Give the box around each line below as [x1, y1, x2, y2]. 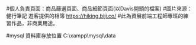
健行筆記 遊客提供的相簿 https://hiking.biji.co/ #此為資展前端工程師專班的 [6, 12, 184, 19]
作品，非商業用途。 [11, 20, 58, 26]
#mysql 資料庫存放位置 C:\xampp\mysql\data [6, 32, 116, 39]
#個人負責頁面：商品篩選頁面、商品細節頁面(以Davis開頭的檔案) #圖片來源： [6, 5, 192, 12]
